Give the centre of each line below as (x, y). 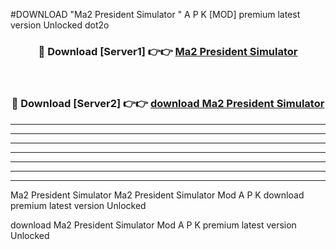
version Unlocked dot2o (60, 25)
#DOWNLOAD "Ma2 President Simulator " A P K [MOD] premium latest (155, 14)
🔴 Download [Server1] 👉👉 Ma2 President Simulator (168, 51)
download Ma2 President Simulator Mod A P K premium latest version (153, 225)
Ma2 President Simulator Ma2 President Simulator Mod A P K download (157, 195)
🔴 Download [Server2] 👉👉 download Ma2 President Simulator (168, 104)
